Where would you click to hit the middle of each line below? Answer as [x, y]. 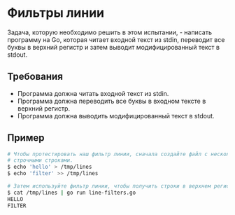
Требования [35, 77]
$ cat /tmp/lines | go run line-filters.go [72, 193]
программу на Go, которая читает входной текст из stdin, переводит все [116, 39]
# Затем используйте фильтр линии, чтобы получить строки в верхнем [109, 186]
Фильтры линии [56, 13]
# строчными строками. [40, 160]
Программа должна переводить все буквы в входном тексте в [112, 101]
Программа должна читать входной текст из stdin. [93, 93]
